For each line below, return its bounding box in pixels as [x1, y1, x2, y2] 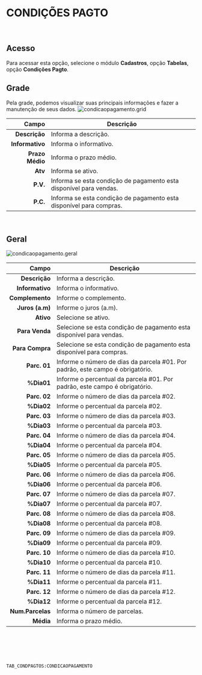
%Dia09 [26, 539, 51, 547]
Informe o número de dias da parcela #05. [56, 451, 176, 459]
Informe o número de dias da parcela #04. [56, 432, 176, 440]
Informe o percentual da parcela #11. [56, 578, 162, 586]
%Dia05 [26, 460, 51, 469]
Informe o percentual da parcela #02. [56, 402, 162, 411]
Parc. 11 [26, 568, 51, 576]
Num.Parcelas [10, 607, 51, 615]
